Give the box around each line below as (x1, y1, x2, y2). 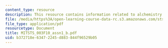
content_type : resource (5, 7, 55, 12)
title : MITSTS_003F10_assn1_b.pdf (5, 30, 77, 35)
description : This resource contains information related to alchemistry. (5, 12, 164, 17)
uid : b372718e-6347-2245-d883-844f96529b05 (5, 35, 97, 40)
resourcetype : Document (5, 26, 55, 31)
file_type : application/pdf (5, 21, 64, 26)
